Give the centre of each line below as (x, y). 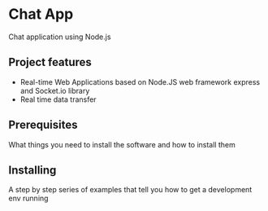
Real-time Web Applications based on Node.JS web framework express (140, 81)
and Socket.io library (55, 90)
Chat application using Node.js (60, 37)
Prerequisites (43, 125)
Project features (50, 62)
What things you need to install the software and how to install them (122, 144)
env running (28, 198)
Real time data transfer (58, 99)
